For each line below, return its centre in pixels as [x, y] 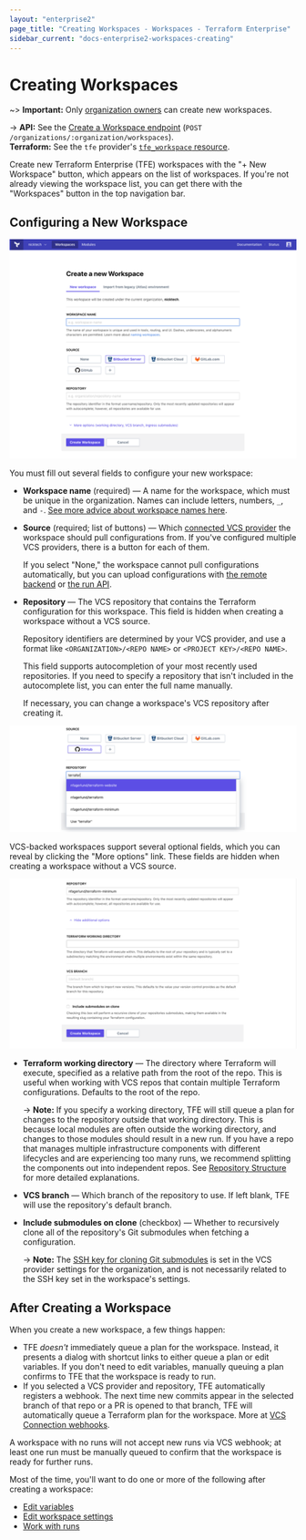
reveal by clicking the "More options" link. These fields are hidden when [144, 857]
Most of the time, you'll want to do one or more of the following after [138, 1480]
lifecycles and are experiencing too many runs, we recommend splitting [157, 1158]
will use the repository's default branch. [97, 1205]
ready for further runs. [51, 1462]
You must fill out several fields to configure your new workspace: [131, 473]
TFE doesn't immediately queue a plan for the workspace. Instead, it [151, 1348]
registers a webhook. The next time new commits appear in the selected [158, 1396]
